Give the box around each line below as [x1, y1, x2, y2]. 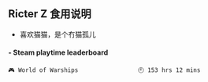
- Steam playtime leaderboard [8, 48, 109, 57]
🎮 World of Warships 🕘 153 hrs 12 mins [8, 66, 201, 74]
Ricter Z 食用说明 [8, 7, 92, 21]
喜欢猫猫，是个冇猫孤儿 [19, 30, 96, 39]
